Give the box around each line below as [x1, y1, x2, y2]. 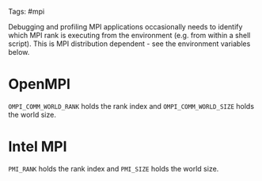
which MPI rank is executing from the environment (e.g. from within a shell [8, 31, 251, 40]
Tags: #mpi [8, 7, 45, 16]
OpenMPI [8, 75, 71, 94]
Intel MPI [8, 138, 67, 156]
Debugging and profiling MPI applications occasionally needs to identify [8, 22, 243, 31]
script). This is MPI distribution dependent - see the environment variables [8, 39, 251, 48]
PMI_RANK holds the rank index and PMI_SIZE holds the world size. [8, 164, 219, 173]
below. [8, 48, 30, 56]
